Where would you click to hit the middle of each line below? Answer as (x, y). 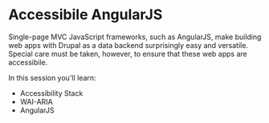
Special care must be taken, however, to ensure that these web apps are (128, 54)
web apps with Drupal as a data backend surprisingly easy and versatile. (128, 45)
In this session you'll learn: (52, 77)
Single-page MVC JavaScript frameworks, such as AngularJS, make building (135, 37)
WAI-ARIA (37, 101)
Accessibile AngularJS (86, 15)
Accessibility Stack (51, 93)
